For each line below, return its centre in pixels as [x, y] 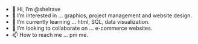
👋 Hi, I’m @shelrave [36, 9]
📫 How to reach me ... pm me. [50, 35]
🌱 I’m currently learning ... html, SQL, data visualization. [81, 22]
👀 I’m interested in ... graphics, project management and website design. [102, 15]
